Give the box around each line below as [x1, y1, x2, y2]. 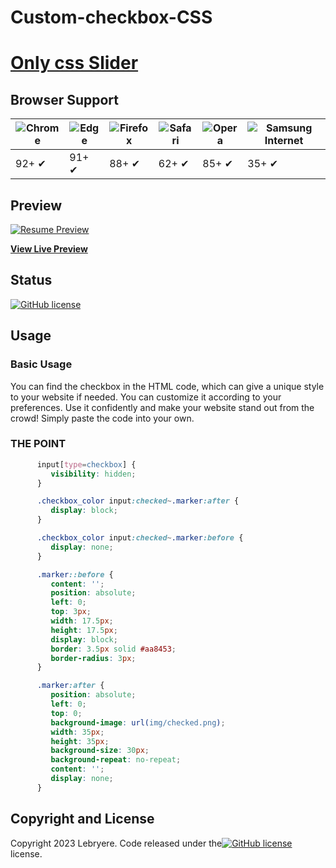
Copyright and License [10, 811, 155, 828]
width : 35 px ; [50, 727, 105, 737]
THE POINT [10, 437, 67, 451]
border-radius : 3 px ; [50, 653, 137, 663]
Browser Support [10, 91, 120, 108]
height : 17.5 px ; [50, 625, 118, 635]
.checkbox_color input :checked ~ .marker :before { [36, 533, 244, 543]
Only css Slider [10, 52, 139, 75]
